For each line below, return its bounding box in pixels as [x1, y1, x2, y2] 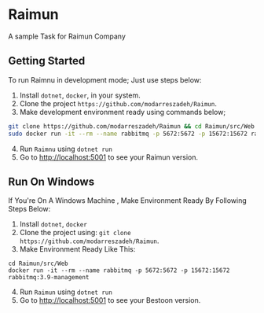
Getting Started [8, 54, 86, 68]
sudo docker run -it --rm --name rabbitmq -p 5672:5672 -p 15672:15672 [8, 130, 247, 138]
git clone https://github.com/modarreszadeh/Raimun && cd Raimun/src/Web [8, 122, 255, 131]
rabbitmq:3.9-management [8, 274, 90, 282]
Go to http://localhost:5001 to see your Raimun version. [19, 152, 199, 162]
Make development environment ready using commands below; [19, 107, 226, 116]
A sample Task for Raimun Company [8, 31, 126, 41]
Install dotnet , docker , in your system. [19, 90, 141, 100]
